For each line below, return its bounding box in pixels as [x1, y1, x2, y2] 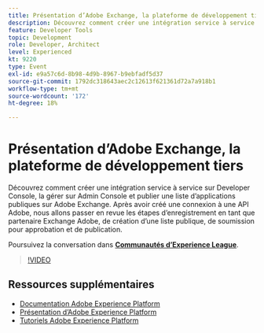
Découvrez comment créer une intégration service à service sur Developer [8, 183, 251, 193]
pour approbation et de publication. [8, 225, 123, 235]
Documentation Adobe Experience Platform [19, 298, 161, 308]
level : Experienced [8, 48, 72, 56]
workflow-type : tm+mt [8, 84, 79, 93]
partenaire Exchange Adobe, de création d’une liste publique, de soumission [8, 216, 255, 226]
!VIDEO [27, 255, 51, 265]
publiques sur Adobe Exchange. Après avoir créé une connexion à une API [8, 200, 249, 209]
